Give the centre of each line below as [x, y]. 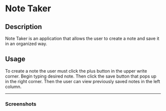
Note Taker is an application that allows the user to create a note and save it [82, 38]
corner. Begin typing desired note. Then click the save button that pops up [81, 76]
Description [23, 27]
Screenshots [21, 104]
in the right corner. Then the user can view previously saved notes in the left [83, 81]
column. [13, 86]
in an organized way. [26, 44]
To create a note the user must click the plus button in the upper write [76, 71]
